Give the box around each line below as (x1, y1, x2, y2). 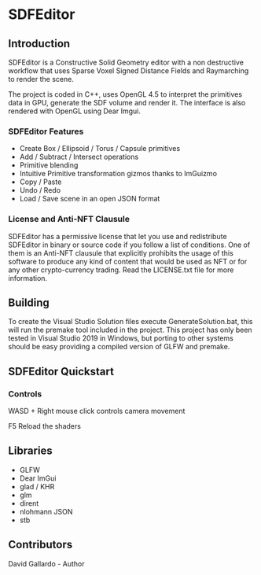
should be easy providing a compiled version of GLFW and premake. (8, 342, 230, 352)
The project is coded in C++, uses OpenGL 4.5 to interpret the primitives (8, 90, 242, 99)
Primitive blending (19, 160, 79, 170)
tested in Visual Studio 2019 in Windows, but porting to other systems (8, 334, 233, 343)
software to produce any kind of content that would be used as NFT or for (8, 256, 248, 266)
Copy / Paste (19, 177, 62, 186)
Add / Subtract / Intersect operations (19, 152, 139, 162)
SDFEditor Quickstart (8, 364, 114, 378)
